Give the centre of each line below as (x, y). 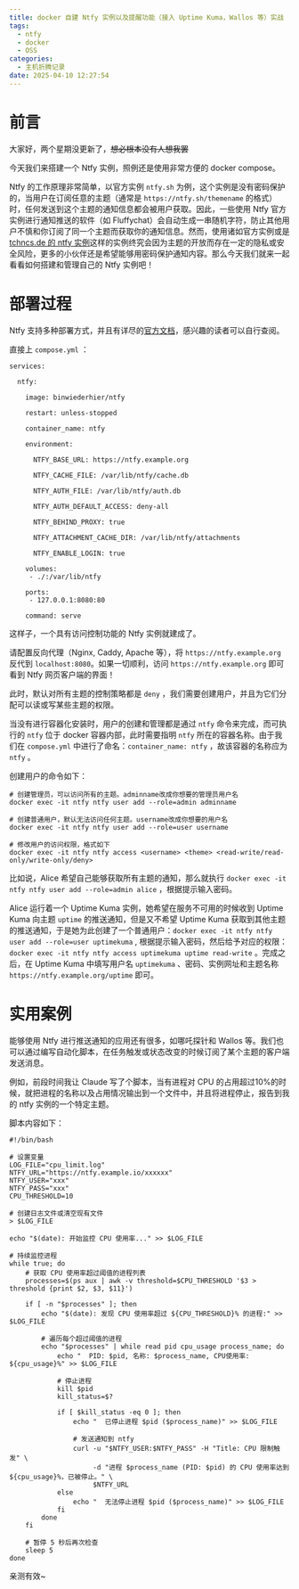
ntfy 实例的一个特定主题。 (66, 1104)
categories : (31, 59)
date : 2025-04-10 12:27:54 (59, 76)
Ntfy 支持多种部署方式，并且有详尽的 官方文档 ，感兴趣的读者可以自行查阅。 (147, 330)
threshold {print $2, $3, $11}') (71, 1289)
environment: (49, 444)
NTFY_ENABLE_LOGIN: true (79, 553)
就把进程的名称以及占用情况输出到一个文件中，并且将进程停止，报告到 (153, 1093)
